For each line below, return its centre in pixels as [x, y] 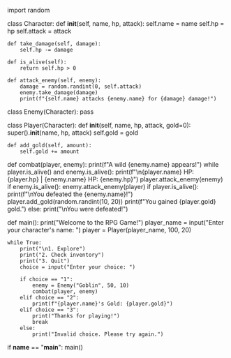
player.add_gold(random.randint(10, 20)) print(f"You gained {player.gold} [112, 201]
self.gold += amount [50, 151]
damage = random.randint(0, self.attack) [81, 87]
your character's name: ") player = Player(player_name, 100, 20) [99, 230]
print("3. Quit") [45, 261]
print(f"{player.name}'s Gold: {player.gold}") [103, 304]
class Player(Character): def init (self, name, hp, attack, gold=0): [99, 125]
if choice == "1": [46, 279]
